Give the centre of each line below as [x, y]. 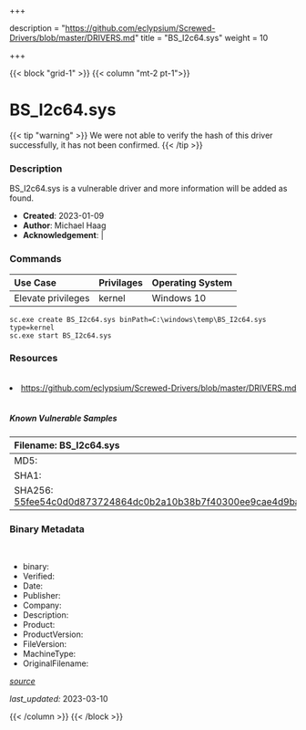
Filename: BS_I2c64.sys [67, 445]
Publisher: [41, 596]
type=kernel [32, 328]
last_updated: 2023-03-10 [59, 699]
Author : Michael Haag [64, 225]
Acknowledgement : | [63, 235]
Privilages [121, 282]
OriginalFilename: [56, 663]
